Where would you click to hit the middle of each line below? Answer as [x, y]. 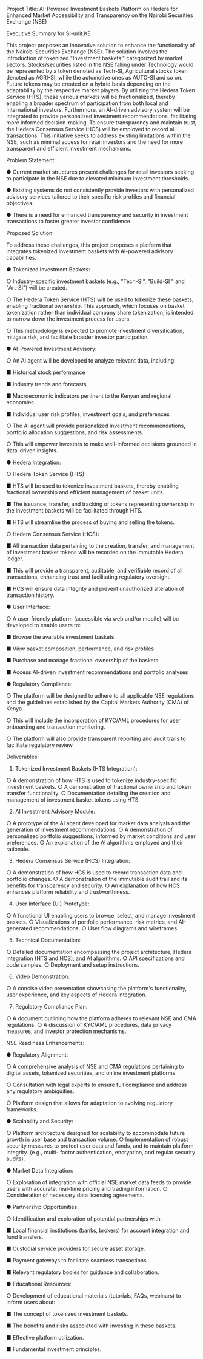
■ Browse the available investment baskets [60, 637]
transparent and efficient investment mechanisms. [69, 148]
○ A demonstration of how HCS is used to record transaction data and [94, 873]
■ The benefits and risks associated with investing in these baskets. [92, 1326]
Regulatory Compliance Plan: [51, 1006]
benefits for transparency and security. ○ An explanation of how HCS [93, 885]
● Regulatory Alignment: [37, 1055]
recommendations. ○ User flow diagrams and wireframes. [106, 928]
